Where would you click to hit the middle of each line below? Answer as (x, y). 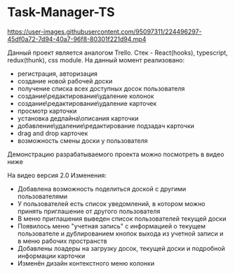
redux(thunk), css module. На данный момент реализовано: (96, 60)
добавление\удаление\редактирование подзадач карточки (106, 125)
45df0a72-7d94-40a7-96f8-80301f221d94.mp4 (77, 39)
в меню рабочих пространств (62, 241)
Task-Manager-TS (61, 12)
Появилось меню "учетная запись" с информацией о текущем (111, 226)
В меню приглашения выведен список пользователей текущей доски (122, 219)
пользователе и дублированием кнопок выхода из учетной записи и (120, 233)
